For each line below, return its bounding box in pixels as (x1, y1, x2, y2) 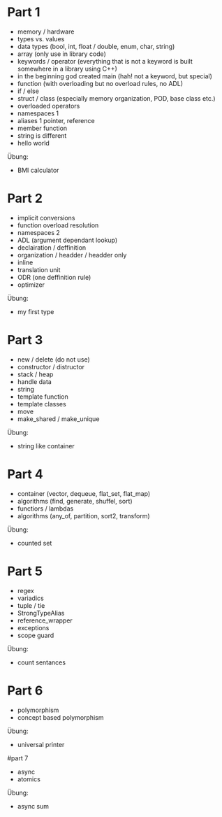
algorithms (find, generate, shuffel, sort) (17, 497, 133, 505)
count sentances (17, 658, 66, 667)
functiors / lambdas (17, 504, 74, 513)
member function (17, 124, 68, 132)
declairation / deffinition (17, 243, 87, 252)
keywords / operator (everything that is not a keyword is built (17, 57, 193, 65)
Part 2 (7, 190, 43, 206)
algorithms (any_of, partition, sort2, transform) (17, 511, 150, 520)
